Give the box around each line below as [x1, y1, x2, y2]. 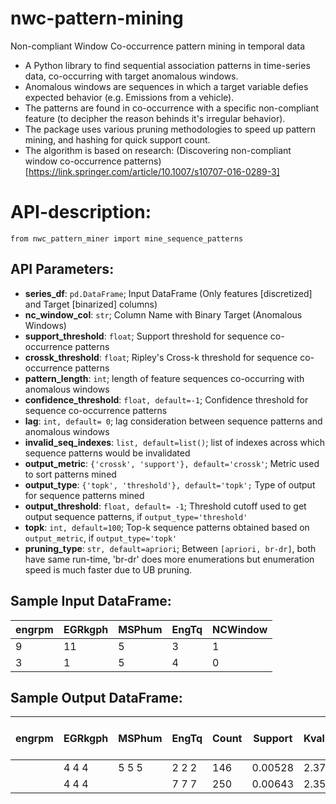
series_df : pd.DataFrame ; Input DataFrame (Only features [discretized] [24, 287, 313, 299]
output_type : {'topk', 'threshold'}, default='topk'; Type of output [24, 478, 316, 491]
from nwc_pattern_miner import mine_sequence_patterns [10, 233, 244, 244]
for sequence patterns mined [24, 489, 145, 501]
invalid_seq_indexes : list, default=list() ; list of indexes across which [24, 436, 325, 448]
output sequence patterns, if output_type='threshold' [24, 510, 248, 522]
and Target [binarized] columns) [24, 298, 158, 310]
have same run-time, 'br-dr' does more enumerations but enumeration [24, 553, 315, 565]
